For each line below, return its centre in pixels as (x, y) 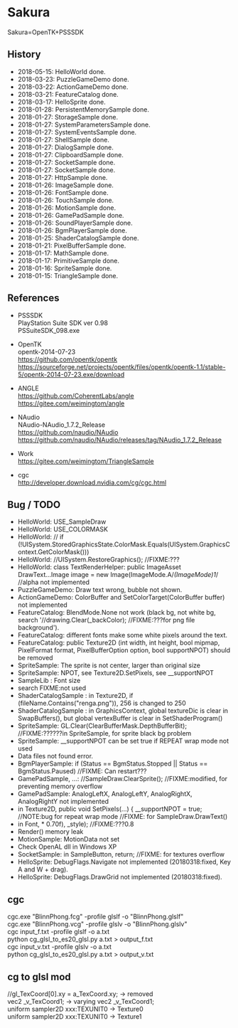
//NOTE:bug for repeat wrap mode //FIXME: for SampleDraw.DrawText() (123, 817)
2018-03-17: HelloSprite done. (62, 102)
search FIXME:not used (52, 688)
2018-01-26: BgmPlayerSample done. (72, 230)
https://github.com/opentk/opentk (67, 359)
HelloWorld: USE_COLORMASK (63, 529)
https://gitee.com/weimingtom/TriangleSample (86, 461)
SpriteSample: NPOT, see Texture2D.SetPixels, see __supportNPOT (116, 673)
